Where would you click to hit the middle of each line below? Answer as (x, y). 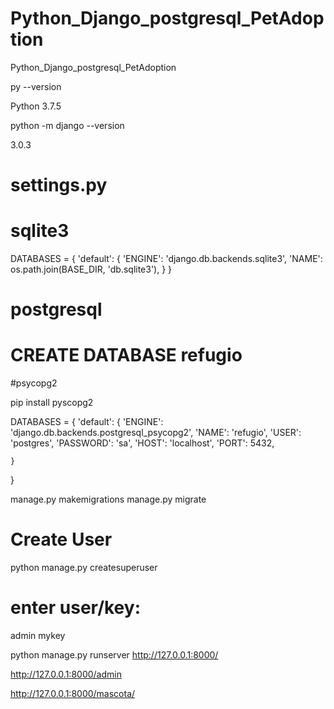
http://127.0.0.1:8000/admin (66, 674)
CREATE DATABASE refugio (126, 355)
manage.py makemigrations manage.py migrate (108, 499)
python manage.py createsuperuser (84, 568)
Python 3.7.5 (36, 106)
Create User (61, 539)
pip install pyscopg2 (52, 403)
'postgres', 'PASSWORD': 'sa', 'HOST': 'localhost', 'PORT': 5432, (142, 443)
